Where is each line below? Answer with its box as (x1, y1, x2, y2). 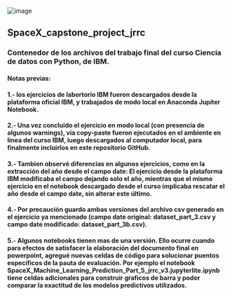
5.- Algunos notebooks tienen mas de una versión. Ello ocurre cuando (7, 236, 215, 245)
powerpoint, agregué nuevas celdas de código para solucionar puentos (7, 251, 219, 260)
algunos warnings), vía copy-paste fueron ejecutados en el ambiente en (7, 128, 221, 137)
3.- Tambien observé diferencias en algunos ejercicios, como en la (7, 159, 205, 168)
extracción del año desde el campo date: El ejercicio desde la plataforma (7, 167, 223, 175)
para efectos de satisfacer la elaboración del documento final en (7, 243, 199, 252)
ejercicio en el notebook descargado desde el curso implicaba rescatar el (7, 182, 225, 190)
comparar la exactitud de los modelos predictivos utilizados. (7, 281, 187, 289)
